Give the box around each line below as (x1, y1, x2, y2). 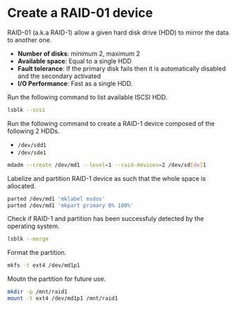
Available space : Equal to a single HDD (17, 56, 132, 65)
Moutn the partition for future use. (7, 275, 106, 283)
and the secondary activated (17, 72, 101, 80)
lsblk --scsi (7, 106, 46, 113)
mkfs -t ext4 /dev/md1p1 (7, 262, 80, 269)
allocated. (7, 182, 37, 190)
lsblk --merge (7, 236, 49, 243)
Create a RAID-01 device (7, 5, 154, 21)
